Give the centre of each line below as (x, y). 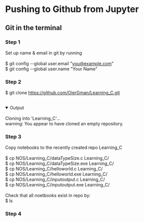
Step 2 (13, 82)
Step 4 (13, 214)
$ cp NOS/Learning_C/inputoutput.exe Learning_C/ (57, 185)
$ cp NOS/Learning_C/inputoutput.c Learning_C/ (55, 179)
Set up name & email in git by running (44, 53)
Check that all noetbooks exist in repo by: (48, 195)
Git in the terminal (33, 28)
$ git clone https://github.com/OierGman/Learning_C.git (62, 93)
